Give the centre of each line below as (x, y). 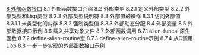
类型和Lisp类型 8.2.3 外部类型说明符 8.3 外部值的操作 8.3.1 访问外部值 (96, 16)
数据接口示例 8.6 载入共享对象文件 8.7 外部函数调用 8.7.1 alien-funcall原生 (101, 31)
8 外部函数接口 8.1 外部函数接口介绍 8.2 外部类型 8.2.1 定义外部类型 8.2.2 (95, 9)
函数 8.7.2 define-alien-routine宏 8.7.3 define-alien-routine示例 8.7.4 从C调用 (99, 38)
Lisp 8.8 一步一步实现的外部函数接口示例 (56, 46)
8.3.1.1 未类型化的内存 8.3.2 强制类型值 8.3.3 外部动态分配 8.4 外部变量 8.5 (96, 23)
